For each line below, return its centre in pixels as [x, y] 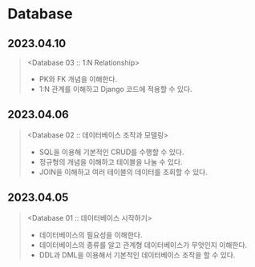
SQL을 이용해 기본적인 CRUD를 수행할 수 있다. [111, 152]
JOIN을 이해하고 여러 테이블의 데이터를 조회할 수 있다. [123, 172]
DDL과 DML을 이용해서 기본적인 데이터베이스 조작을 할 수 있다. [137, 255]
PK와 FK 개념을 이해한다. [78, 79]
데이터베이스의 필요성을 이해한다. [91, 235]
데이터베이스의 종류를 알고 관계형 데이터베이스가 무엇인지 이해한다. [143, 245]
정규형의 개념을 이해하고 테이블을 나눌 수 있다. [111, 161]
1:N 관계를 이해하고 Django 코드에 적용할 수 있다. [116, 89]
